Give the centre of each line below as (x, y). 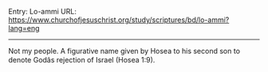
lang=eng (24, 28)
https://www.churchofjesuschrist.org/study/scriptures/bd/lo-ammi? (119, 20)
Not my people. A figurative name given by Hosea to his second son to (124, 51)
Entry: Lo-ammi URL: (43, 11)
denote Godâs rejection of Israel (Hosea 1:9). (82, 60)
